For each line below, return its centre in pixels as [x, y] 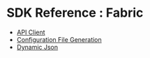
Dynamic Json [37, 47]
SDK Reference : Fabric [75, 13]
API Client [31, 32]
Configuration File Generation [59, 39]
